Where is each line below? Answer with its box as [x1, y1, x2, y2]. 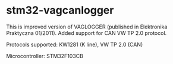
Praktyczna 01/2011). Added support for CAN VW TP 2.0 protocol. [6, 29, 167, 36]
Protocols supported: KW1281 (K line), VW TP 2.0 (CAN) [6, 41, 143, 48]
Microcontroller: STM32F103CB [6, 52, 83, 59]
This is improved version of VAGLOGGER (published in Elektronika [6, 23, 168, 30]
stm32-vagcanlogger [6, 4, 114, 17]
